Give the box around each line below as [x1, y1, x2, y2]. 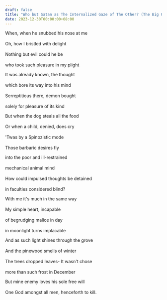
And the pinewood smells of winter [5, 248, 77, 254]
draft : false [5, 7, 32, 12]
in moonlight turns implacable [5, 228, 66, 234]
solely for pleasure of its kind [5, 103, 65, 110]
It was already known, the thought [5, 72, 75, 78]
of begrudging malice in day [5, 217, 63, 223]
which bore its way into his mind [5, 82, 71, 88]
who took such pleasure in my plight [5, 62, 80, 68]
